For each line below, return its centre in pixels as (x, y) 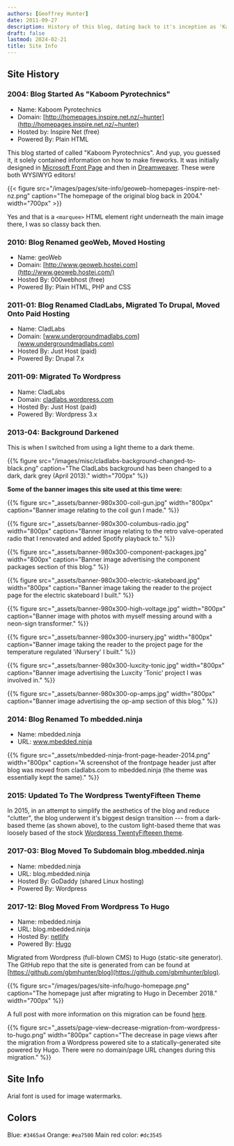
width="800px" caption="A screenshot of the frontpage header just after (112, 763)
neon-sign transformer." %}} (48, 623)
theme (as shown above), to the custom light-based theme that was (124, 825)
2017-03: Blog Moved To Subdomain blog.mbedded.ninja (106, 851)
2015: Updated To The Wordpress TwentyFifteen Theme (104, 796)
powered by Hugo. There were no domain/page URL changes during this (111, 1050)
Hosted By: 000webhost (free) (61, 279)
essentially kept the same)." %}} (53, 778)
